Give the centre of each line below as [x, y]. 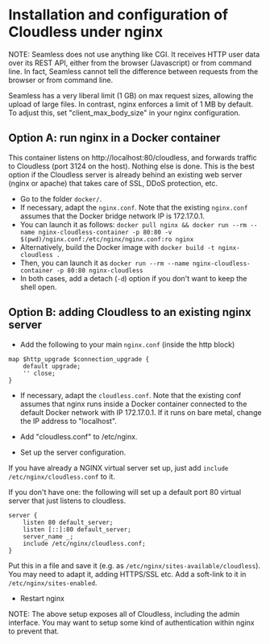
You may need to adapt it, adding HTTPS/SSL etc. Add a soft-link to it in [127, 574]
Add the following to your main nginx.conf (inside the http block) [127, 344]
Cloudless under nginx [86, 32]
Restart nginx [42, 598]
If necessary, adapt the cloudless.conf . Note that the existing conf [131, 395]
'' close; [39, 373]
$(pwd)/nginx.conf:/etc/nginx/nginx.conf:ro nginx [107, 239]
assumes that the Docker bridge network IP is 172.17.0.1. [112, 216]
